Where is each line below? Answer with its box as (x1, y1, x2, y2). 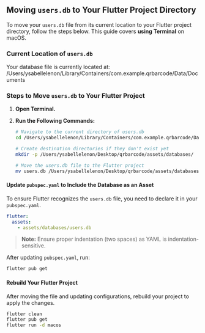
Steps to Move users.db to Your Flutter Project (6, 92, 145, 100)
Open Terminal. (15, 105, 56, 112)
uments (6, 76, 26, 84)
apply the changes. (6, 299, 55, 306)
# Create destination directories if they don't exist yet (15, 146, 170, 152)
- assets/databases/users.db (17, 224, 92, 231)
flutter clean (6, 311, 43, 317)
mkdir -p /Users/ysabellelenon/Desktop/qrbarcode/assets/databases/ (15, 152, 194, 158)
